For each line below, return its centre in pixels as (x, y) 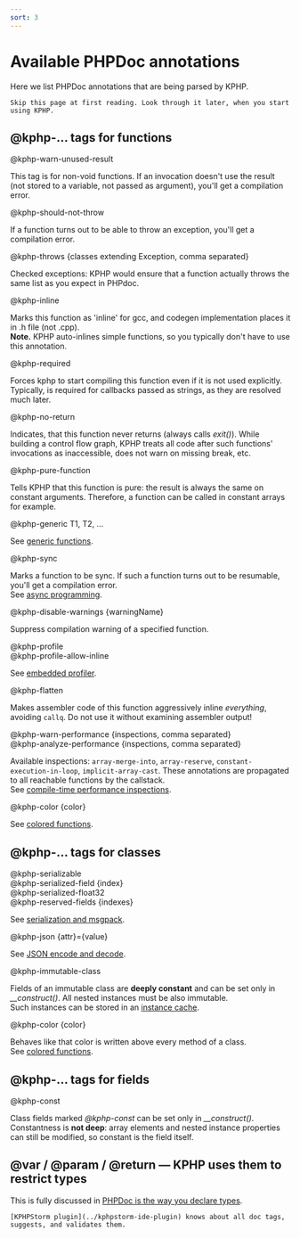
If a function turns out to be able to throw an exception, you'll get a (132, 230)
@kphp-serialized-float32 (57, 893)
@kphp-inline (35, 300)
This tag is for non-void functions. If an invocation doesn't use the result (142, 176)
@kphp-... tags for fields (80, 1079)
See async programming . (57, 594)
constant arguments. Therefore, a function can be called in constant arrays (148, 497)
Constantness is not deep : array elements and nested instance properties (146, 1127)
